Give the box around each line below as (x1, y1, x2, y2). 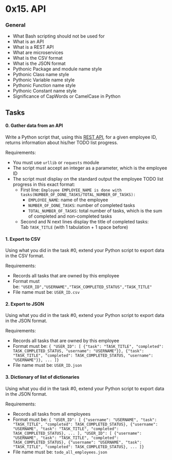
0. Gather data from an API (5, 122, 63, 129)
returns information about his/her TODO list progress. (5, 139, 118, 146)
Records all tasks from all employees (12, 411, 91, 417)
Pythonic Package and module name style (12, 66, 102, 72)
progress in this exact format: (12, 181, 75, 188)
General (5, 22, 26, 29)
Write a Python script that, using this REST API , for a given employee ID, (5, 134, 158, 140)
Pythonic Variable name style (12, 77, 75, 83)
